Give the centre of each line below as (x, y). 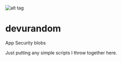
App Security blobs (26, 43)
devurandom (33, 29)
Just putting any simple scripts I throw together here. (61, 53)
